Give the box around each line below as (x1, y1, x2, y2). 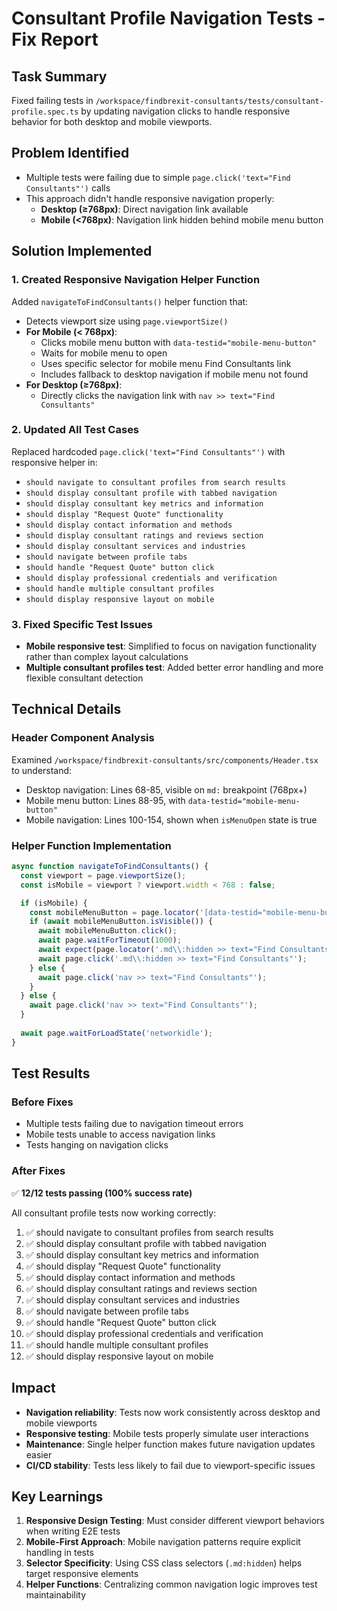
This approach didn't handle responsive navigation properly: (25, 192, 275, 204)
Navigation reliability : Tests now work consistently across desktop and (25, 1406, 321, 1418)
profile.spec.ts (11, 107, 79, 117)
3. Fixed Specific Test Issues (11, 617, 154, 631)
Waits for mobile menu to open (40, 347, 168, 359)
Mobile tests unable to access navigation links (25, 1128, 216, 1141)
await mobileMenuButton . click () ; (37, 926, 178, 936)
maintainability (25, 1589, 87, 1601)
